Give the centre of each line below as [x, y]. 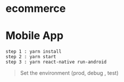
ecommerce [36, 9]
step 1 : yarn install [34, 52]
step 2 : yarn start [31, 57]
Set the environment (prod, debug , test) [69, 73]
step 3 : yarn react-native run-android [56, 62]
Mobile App [34, 36]
